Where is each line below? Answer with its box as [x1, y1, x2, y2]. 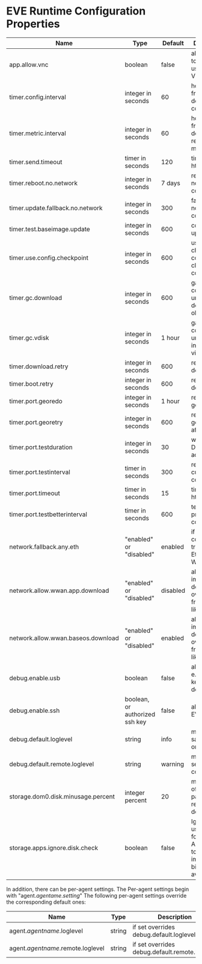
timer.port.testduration [9, 442, 73, 451]
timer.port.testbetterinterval [9, 510, 87, 519]
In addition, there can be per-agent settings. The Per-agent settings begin [6, 886, 189, 893]
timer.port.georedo [9, 397, 63, 405]
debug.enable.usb [9, 674, 61, 682]
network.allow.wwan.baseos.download [9, 634, 119, 642]
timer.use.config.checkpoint [9, 254, 89, 262]
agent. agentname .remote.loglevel [9, 943, 105, 952]
